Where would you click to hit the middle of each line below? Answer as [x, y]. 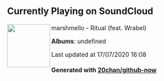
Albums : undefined [79, 41]
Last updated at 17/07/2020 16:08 [99, 54]
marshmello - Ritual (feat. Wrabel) [99, 27]
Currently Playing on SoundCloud [80, 11]
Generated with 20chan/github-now [104, 70]
